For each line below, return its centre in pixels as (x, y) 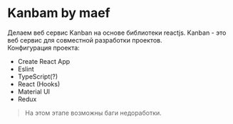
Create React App (44, 61)
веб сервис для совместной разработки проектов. (85, 40)
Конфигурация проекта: (43, 47)
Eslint (26, 69)
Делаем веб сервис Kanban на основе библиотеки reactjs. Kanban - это (117, 33)
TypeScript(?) (38, 77)
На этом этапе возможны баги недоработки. (93, 113)
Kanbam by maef (59, 13)
